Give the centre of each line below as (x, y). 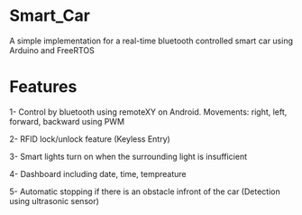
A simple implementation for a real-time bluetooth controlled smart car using (151, 41)
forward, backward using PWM (67, 121)
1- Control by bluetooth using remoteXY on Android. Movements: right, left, (148, 112)
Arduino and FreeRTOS (52, 50)
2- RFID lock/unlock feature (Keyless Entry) (90, 139)
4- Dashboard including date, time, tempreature (98, 173)
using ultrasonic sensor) (54, 201)
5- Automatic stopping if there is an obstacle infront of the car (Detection (145, 192)
